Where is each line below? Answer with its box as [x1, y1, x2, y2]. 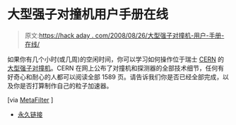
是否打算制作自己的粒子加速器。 [19, 81, 113, 90]
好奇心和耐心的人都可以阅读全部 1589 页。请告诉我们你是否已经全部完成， [7, 72, 223, 81]
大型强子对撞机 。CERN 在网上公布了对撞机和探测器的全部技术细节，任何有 [7, 64, 225, 72]
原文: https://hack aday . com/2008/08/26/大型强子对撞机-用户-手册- [24, 31, 225, 40]
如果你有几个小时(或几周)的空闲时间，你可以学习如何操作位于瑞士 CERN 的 [7, 54, 225, 64]
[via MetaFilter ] [7, 95, 54, 104]
